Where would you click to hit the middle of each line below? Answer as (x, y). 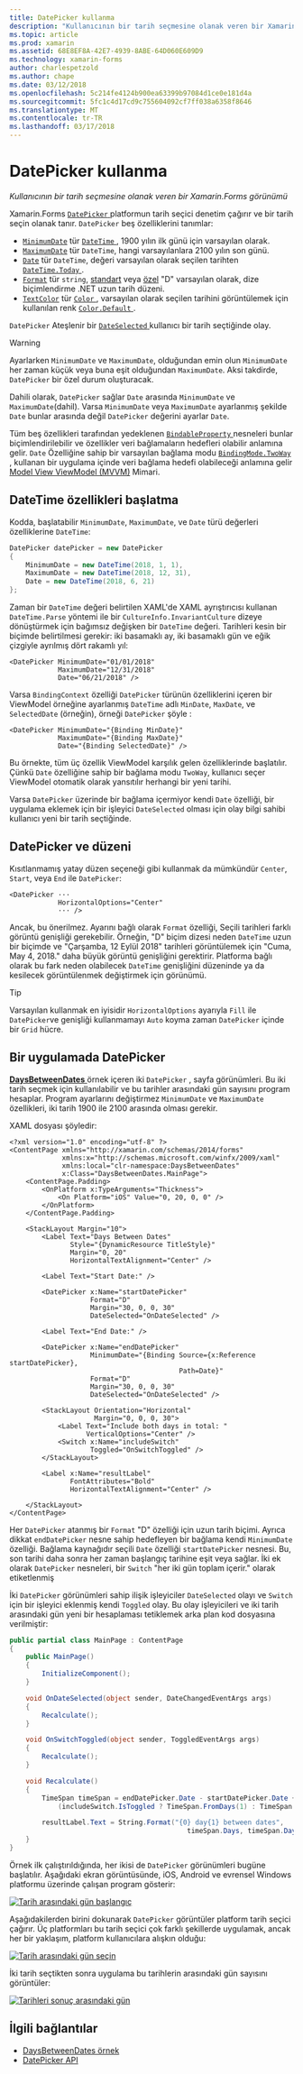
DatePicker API (50, 2060)
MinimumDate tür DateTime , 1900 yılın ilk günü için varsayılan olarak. (146, 241)
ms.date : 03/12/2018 (48, 85)
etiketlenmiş (32, 1577)
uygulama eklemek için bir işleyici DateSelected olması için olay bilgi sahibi (147, 809)
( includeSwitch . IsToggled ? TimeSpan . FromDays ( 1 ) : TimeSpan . (177, 1806)
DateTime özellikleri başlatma (94, 500)
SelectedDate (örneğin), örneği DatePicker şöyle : (101, 714)
